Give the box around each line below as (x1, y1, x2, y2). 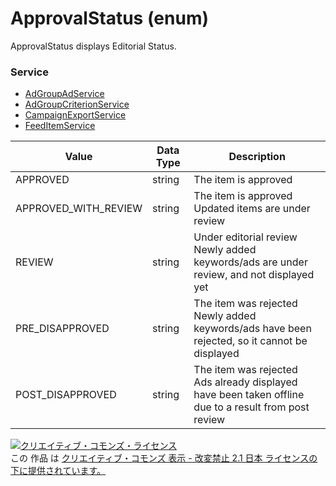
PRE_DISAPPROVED (15, 322, 110, 336)
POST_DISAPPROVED (15, 388, 117, 402)
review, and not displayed (193, 268, 315, 282)
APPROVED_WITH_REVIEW (15, 202, 143, 216)
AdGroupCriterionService (24, 98, 130, 111)
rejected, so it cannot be (193, 334, 308, 348)
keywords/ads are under (193, 255, 308, 269)
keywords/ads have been (193, 322, 312, 336)
